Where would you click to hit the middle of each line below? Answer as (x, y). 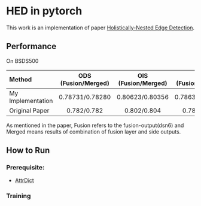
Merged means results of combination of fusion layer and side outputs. (94, 131)
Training (19, 196)
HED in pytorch (44, 11)
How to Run (28, 151)
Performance (31, 46)
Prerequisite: (25, 168)
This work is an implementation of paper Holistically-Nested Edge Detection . (100, 28)
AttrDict (24, 180)
